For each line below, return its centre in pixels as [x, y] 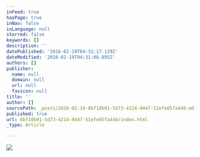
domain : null [28, 80]
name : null [26, 74]
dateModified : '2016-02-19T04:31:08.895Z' [61, 57]
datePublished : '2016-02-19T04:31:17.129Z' [62, 52]
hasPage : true [24, 18]
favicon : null [29, 91]
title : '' [19, 97]
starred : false [26, 35]
